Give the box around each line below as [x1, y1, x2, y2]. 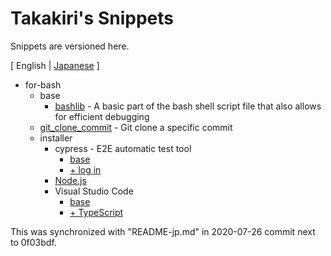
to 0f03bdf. [10, 236, 57, 248]
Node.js [54, 174, 87, 186]
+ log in [69, 163, 102, 176]
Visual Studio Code [54, 185, 134, 197]
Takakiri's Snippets [10, 7, 174, 30]
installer [39, 132, 73, 144]
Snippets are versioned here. [10, 40, 130, 52]
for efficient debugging [54, 110, 150, 122]
